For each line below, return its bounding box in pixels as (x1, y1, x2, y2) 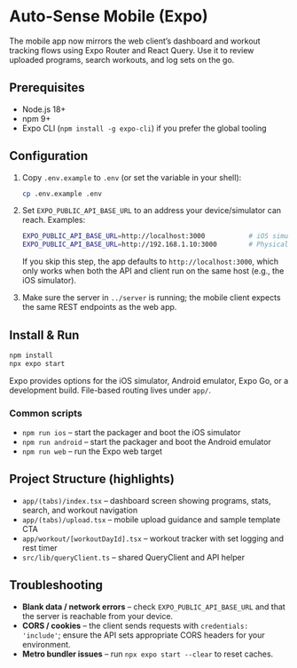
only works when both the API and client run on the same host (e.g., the (21, 266, 285, 276)
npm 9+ (21, 113, 51, 123)
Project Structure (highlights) (9, 472, 175, 487)
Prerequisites (9, 80, 85, 95)
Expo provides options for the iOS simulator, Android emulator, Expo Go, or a (9, 375, 289, 386)
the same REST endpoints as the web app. (21, 302, 177, 313)
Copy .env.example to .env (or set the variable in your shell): (21, 171, 242, 183)
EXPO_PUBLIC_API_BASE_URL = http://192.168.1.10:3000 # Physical (21, 240, 289, 250)
